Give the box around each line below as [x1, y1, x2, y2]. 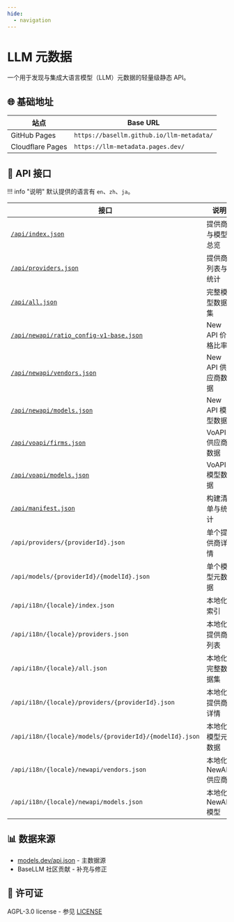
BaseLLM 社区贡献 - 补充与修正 [17, 865, 108, 873]
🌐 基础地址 [7, 96, 54, 108]
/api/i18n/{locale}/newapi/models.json [10, 798, 143, 806]
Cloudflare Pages [10, 142, 68, 152]
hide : [7, 10, 23, 17]
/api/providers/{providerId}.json [10, 539, 125, 547]
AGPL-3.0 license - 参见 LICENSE [7, 907, 102, 916]
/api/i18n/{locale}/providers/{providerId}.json [10, 698, 175, 707]
